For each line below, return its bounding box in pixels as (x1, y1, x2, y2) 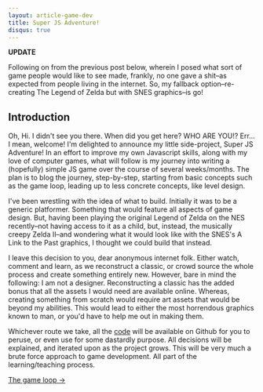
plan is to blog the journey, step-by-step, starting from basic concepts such (8, 173, 253, 183)
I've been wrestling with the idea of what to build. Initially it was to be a (8, 197, 237, 206)
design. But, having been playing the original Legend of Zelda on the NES (8, 213, 246, 223)
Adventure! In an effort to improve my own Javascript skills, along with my (8, 148, 248, 158)
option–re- (200, 79, 235, 89)
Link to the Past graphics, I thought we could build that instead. (8, 238, 213, 248)
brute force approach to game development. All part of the (8, 352, 198, 361)
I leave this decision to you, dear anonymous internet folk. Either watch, (8, 253, 239, 263)
